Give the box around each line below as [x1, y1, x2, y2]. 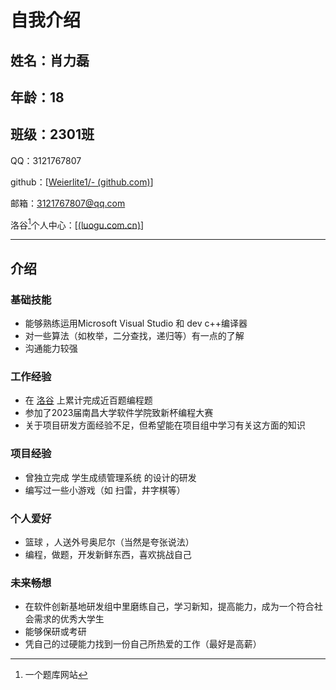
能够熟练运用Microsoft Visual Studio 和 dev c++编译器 [24, 317, 248, 330]
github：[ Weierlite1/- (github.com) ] [10, 176, 154, 188]
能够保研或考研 [24, 626, 87, 638]
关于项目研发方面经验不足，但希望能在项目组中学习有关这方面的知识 [24, 419, 306, 431]
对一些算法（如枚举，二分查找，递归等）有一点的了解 [24, 330, 245, 342]
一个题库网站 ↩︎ [24, 669, 88, 681]
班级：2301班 [10, 126, 95, 143]
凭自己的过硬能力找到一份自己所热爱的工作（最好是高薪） [24, 638, 262, 650]
